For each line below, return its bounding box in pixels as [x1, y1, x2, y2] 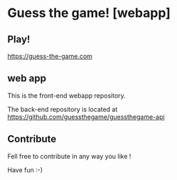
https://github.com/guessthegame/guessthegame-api [7, 112, 165, 121]
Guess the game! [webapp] [7, 5, 171, 21]
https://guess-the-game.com [7, 52, 92, 60]
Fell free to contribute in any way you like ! [7, 152, 132, 160]
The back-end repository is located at [7, 105, 118, 113]
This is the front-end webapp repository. [7, 91, 126, 100]
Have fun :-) [7, 165, 43, 174]
